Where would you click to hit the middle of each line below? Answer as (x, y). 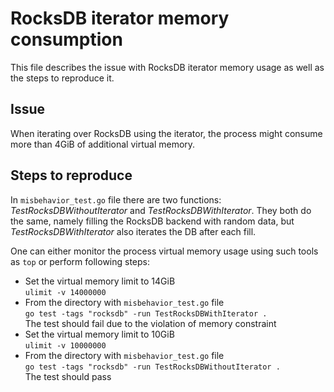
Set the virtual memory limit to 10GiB (99, 334)
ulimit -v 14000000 (65, 292)
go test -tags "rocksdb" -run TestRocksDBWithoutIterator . (152, 367)
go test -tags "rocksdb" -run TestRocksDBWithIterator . (146, 313)
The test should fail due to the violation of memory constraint (150, 323)
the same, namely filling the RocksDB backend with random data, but (152, 221)
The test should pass (68, 376)
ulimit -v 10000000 (65, 345)
